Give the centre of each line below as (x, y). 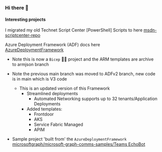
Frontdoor (44, 114)
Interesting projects (26, 19)
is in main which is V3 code (39, 79)
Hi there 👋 (17, 8)
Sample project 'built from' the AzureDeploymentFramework (69, 139)
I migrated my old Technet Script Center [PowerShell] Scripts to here (74, 30)
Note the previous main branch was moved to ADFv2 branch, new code (84, 74)
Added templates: (44, 109)
